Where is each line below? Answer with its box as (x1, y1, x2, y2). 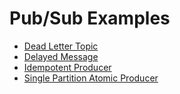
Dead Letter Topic (23, 40, 99, 52)
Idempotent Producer (23, 61, 112, 73)
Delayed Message (23, 50, 99, 62)
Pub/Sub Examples (9, 7, 171, 30)
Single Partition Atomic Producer (23, 72, 159, 84)
